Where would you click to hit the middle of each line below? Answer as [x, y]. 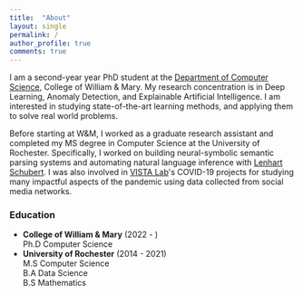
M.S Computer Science [66, 263]
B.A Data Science [55, 273]
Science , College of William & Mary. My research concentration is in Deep [147, 87]
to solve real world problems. [64, 116]
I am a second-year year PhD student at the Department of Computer [139, 77]
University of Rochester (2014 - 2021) [94, 254]
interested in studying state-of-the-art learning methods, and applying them [151, 106]
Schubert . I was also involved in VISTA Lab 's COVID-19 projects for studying [152, 172]
